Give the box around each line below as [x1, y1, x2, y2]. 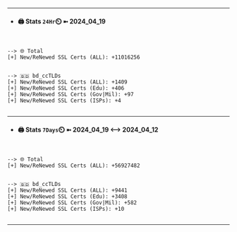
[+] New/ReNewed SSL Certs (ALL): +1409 [7, 79, 128, 86]
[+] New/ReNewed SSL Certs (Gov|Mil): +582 [7, 199, 138, 207]
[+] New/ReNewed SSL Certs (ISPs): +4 [7, 97, 121, 105]
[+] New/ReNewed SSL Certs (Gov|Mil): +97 [7, 91, 134, 98]
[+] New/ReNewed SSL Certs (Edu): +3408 [7, 193, 128, 200]
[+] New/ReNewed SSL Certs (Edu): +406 [7, 85, 125, 92]
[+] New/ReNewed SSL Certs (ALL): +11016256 [7, 54, 140, 61]
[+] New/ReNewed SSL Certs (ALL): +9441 [7, 187, 128, 195]
